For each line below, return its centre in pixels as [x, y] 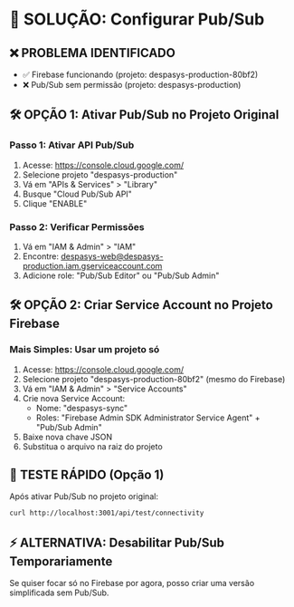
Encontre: [40, 256]
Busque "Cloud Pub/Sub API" [77, 194]
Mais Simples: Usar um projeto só [85, 350]
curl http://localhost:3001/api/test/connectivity [107, 513]
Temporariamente [61, 561]
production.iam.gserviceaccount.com [92, 265]
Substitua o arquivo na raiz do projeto [92, 446]
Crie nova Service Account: [74, 398]
